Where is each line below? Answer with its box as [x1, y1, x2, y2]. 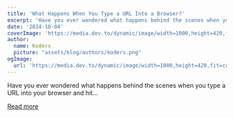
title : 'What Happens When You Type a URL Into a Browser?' [7, 10, 186, 17]
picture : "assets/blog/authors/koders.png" [13, 49, 141, 56]
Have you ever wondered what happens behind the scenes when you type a [7, 81, 226, 89]
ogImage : [7, 56, 33, 63]
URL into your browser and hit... [7, 88, 99, 97]
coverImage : [7, 29, 42, 37]
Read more [7, 102, 39, 110]
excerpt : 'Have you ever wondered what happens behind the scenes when [7, 17, 219, 24]
